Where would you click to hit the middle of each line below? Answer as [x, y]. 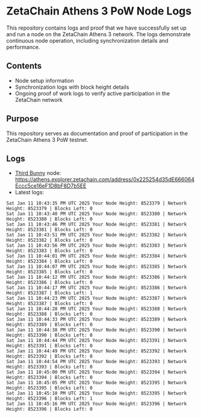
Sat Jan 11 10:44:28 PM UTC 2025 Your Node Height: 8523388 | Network [97, 309]
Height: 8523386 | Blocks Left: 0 [50, 283]
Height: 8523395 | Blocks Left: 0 [50, 388]
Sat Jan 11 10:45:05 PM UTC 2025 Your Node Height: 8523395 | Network [97, 383]
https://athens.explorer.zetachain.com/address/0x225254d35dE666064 [104, 180]
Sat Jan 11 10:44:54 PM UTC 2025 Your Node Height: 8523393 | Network [97, 362]
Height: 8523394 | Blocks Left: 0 [50, 378]
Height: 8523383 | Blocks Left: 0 [50, 251]
